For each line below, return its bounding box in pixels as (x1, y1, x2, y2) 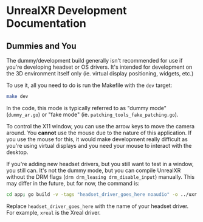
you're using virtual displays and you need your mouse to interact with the (6, 142, 192, 149)
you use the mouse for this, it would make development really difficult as (6, 135, 188, 143)
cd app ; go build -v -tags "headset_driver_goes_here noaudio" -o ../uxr (6, 191, 198, 198)
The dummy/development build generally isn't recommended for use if (6, 57, 183, 64)
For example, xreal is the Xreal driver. (6, 209, 101, 216)
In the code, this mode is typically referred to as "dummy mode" (6, 104, 167, 111)
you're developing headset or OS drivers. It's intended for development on (6, 63, 193, 71)
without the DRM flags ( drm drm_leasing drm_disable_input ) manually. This (6, 173, 195, 180)
